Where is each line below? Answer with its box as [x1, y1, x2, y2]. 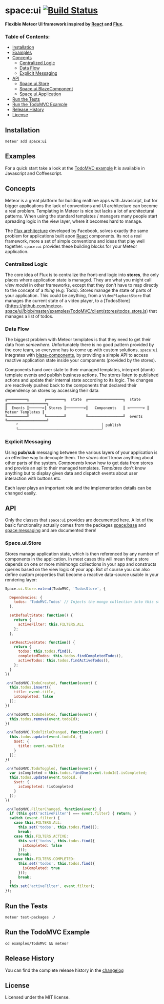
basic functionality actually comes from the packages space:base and [5, 522, 146, 528]
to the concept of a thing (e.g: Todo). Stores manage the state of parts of [5, 287, 152, 293]
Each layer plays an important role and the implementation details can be [5, 485, 152, 491]
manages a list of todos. [5, 313, 54, 319]
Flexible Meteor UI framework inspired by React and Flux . [5, 21, 123, 27]
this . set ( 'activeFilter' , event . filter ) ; [9, 884, 95, 889]
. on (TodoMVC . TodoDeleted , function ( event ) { [5, 712, 97, 717]
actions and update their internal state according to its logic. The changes [5, 377, 154, 383]
